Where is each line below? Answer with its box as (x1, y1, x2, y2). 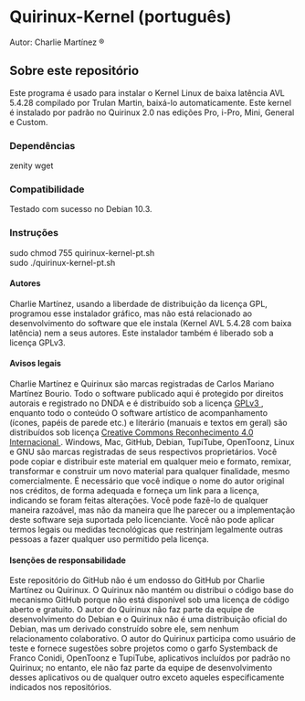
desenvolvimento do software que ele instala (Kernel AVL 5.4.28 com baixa (9, 317, 292, 328)
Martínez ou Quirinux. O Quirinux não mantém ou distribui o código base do (9, 585, 294, 596)
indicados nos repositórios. (9, 682, 112, 693)
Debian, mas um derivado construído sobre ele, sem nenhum (9, 623, 239, 634)
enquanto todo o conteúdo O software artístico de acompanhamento (9, 408, 268, 419)
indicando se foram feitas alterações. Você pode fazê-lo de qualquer (9, 495, 268, 506)
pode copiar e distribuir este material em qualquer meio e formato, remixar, (9, 456, 292, 467)
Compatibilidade (9, 183, 85, 196)
